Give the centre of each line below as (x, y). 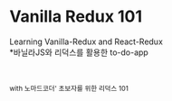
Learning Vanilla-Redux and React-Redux (86, 41)
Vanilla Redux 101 (76, 17)
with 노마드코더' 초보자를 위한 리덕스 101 (69, 88)
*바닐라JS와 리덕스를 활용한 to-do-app (79, 52)
